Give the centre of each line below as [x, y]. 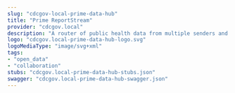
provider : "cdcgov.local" [45, 27]
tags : [15, 53]
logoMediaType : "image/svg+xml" [55, 46]
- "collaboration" [34, 66]
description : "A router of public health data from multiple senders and [118, 33]
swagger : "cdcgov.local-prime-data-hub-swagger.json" [88, 79]
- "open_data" [28, 59]
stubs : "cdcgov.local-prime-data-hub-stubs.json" [82, 72]
